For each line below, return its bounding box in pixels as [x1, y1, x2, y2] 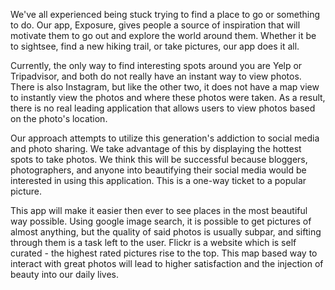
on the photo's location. [10, 113, 108, 124]
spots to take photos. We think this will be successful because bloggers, [10, 154, 308, 165]
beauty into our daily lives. [10, 269, 120, 280]
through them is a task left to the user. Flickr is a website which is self [10, 237, 297, 248]
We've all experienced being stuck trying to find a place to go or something [10, 9, 321, 20]
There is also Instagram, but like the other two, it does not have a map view [10, 81, 320, 93]
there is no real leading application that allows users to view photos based [10, 102, 316, 114]
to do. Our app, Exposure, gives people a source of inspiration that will [10, 19, 301, 31]
